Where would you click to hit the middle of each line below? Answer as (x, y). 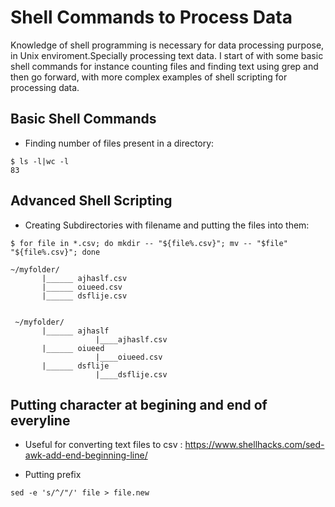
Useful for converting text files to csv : (103, 445)
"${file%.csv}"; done (55, 252)
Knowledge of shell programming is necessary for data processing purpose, (167, 45)
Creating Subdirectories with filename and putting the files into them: (167, 225)
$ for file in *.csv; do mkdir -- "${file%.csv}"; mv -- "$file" (149, 243)
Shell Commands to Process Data (151, 17)
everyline (40, 420)
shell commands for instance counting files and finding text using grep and (164, 66)
